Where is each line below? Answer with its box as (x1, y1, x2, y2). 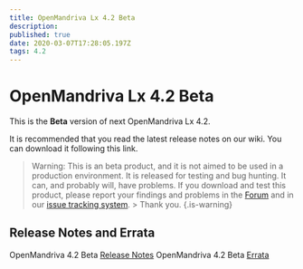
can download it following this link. (9, 143, 138, 154)
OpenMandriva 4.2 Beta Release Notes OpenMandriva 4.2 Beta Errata (9, 249, 270, 260)
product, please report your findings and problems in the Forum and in (31, 189, 294, 200)
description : (9, 22, 59, 31)
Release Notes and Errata (9, 226, 156, 241)
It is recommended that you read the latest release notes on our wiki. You (9, 133, 282, 145)
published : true (9, 30, 71, 39)
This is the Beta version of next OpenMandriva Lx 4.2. (9, 116, 211, 127)
